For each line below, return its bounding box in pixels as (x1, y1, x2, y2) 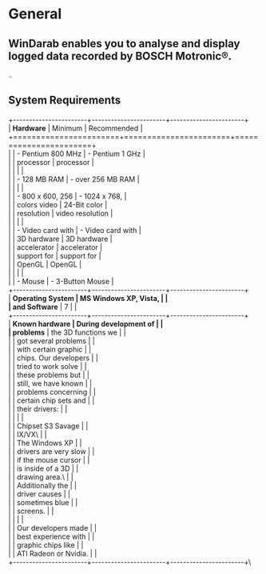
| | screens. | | (8, 506, 54, 516)
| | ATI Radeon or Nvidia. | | (8, 548, 97, 558)
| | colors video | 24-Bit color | (8, 199, 108, 209)
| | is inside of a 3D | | (8, 464, 79, 473)
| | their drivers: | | (8, 403, 68, 413)
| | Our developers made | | (8, 523, 97, 532)
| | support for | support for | (8, 251, 101, 260)
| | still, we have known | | (8, 378, 93, 388)
